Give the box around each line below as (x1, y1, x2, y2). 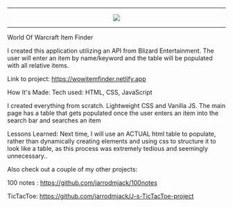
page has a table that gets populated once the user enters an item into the (7, 109, 219, 117)
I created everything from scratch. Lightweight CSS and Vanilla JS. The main (7, 102, 226, 109)
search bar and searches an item (7, 116, 101, 125)
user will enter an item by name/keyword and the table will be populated (7, 54, 213, 62)
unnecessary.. (7, 152, 48, 160)
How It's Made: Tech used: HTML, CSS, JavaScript (7, 88, 153, 96)
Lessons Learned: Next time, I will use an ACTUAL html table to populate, (7, 129, 216, 138)
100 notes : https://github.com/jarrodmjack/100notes (7, 179, 157, 187)
